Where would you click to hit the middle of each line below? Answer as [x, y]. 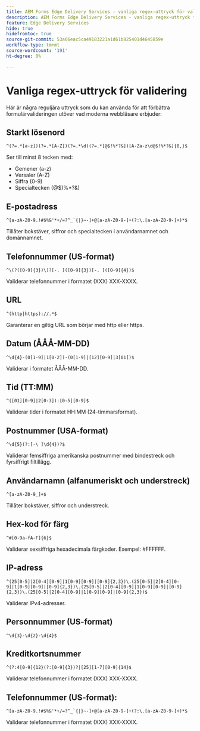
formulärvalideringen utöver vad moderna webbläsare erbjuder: [84, 113]
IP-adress [25, 568]
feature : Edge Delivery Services [48, 23]
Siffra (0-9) [29, 181]
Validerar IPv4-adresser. [36, 603]
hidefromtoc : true [29, 34]
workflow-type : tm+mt [33, 45]
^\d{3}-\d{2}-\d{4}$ [32, 636]
